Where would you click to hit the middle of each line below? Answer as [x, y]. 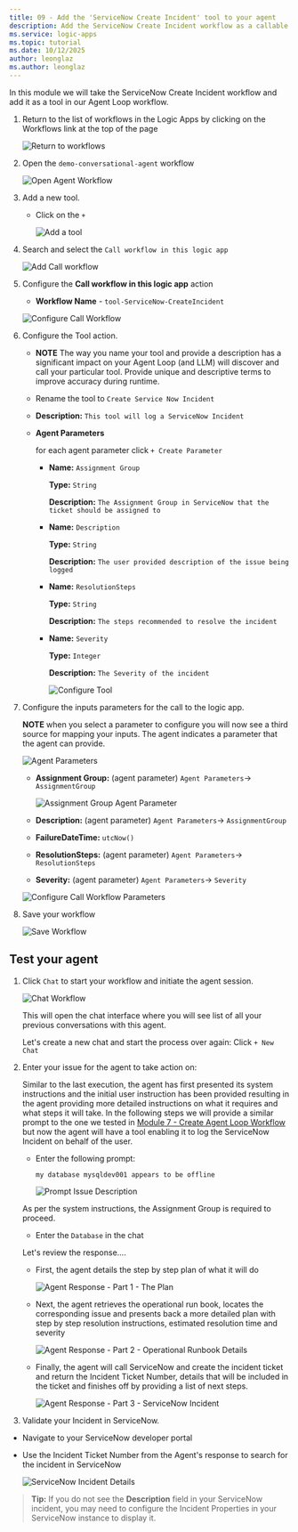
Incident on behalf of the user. [77, 1141]
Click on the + [60, 215]
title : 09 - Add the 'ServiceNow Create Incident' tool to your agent [143, 17]
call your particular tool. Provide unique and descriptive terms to [153, 371]
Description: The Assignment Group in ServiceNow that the [159, 502]
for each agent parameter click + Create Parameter [129, 450]
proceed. [39, 1218]
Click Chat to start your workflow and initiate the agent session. [137, 981]
